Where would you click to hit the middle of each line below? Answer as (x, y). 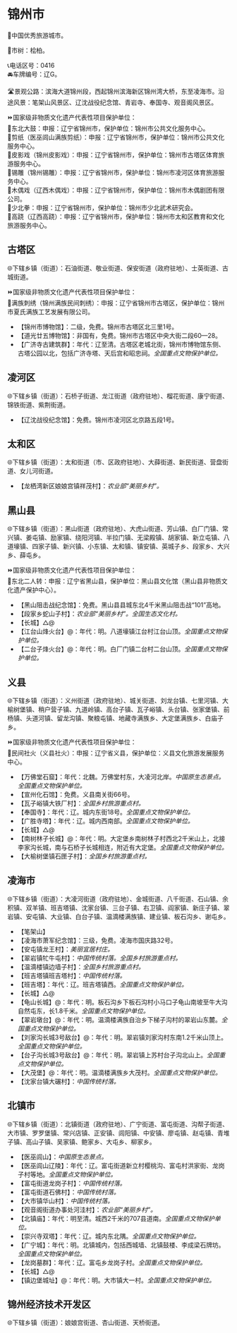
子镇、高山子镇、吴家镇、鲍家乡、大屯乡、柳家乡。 (81, 1142)
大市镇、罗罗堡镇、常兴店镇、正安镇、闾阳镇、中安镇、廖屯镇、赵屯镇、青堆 (119, 1133)
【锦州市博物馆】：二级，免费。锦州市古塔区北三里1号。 (98, 327)
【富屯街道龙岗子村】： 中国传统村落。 (72, 1183)
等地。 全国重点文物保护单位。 (73, 1174)
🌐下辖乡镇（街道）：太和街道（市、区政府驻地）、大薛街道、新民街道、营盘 (115, 462)
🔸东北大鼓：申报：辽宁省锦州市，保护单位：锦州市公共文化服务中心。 (108, 128)
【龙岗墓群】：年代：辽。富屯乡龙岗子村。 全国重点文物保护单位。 (112, 1262)
